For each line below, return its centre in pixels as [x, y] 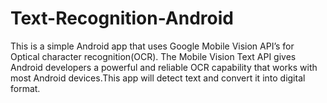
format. [25, 88]
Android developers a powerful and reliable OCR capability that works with [164, 67]
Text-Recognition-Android [122, 18]
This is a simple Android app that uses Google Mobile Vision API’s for [152, 46]
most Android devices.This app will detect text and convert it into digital [158, 78]
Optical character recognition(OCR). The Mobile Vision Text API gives [153, 56]
